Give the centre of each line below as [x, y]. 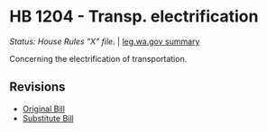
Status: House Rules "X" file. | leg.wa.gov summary [105, 41]
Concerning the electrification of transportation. [98, 58]
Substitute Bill [48, 118]
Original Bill [44, 109]
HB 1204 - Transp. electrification [134, 17]
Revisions [37, 87]
